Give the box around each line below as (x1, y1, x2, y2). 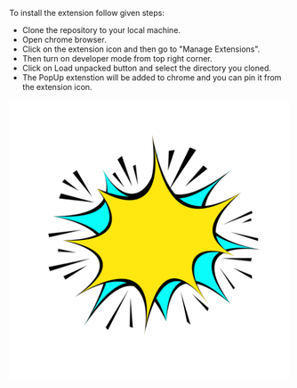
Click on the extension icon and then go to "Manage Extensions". (21, 44, 261, 54)
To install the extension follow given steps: (9, 8, 165, 18)
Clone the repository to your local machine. (21, 25, 181, 35)
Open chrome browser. (21, 35, 107, 45)
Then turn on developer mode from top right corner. (21, 54, 213, 63)
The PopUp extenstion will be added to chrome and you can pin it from (21, 72, 282, 83)
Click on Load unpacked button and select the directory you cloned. (21, 62, 272, 73)
